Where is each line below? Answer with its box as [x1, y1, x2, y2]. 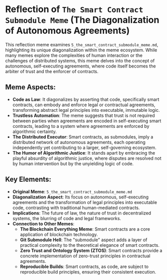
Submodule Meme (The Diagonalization [5, 14, 159, 26]
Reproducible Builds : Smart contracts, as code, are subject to [20, 263, 149, 269]
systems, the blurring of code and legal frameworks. [12, 215, 122, 221]
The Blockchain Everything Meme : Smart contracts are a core [20, 226, 150, 232]
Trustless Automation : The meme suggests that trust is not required [12, 112, 155, 118]
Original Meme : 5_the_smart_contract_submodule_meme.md [12, 188, 132, 194]
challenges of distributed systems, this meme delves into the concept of [5, 57, 155, 63]
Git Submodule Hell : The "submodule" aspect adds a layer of [20, 237, 147, 243]
